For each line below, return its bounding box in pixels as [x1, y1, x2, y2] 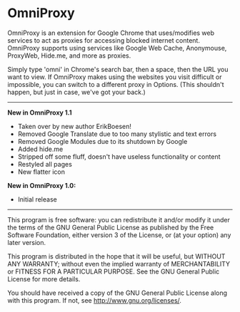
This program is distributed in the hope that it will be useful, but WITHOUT [7, 251, 226, 261]
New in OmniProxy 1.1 [7, 108, 73, 117]
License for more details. [7, 274, 81, 283]
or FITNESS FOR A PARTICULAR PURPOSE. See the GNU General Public [7, 267, 220, 276]
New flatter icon [17, 167, 66, 176]
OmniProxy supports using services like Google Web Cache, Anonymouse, [7, 43, 227, 52]
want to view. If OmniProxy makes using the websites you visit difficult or [7, 73, 222, 81]
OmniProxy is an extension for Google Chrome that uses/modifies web [7, 28, 215, 37]
